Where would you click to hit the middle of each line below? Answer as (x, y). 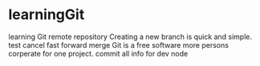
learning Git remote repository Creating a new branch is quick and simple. (130, 37)
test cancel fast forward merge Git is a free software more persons (118, 45)
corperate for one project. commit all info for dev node (98, 53)
